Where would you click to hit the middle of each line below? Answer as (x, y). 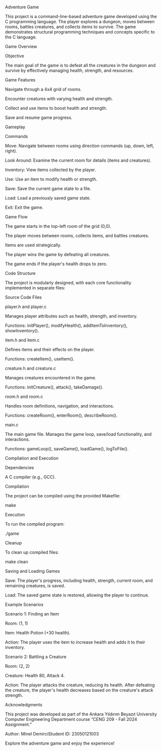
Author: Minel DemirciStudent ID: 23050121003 (52, 734)
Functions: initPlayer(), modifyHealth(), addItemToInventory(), (66, 325)
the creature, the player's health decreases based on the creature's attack (79, 690)
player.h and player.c (26, 307)
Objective (15, 56)
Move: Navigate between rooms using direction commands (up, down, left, (80, 146)
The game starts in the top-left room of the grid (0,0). (58, 226)
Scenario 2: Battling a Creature (36, 657)
